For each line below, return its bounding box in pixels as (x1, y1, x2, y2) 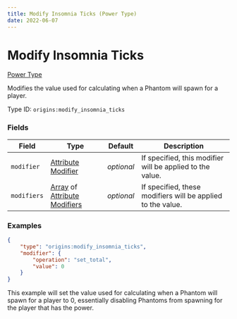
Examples (7, 220, 42, 230)
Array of (50, 182, 78, 192)
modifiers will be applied (140, 191, 222, 201)
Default (108, 141, 134, 151)
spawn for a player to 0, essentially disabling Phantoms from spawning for (7, 296, 223, 305)
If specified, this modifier (140, 153, 224, 163)
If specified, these (140, 182, 201, 192)
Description (163, 141, 205, 151)
